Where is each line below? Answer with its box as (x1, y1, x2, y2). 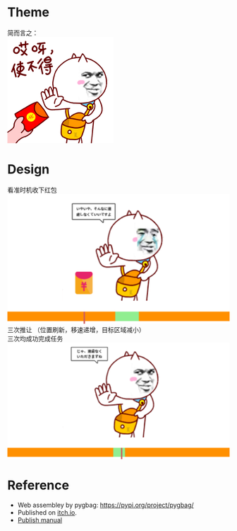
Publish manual (17, 515, 62, 524)
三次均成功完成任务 (7, 334, 63, 343)
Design (7, 161, 50, 178)
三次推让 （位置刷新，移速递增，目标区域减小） (7, 325, 145, 333)
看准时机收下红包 (7, 185, 57, 194)
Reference (7, 477, 69, 493)
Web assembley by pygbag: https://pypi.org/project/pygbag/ (17, 501, 194, 509)
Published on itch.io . (17, 508, 78, 517)
